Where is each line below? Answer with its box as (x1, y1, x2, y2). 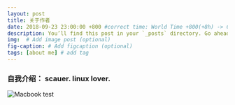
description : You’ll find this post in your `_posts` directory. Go (7, 29, 211, 37)
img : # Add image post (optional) (7, 36, 111, 43)
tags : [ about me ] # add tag (7, 50, 90, 57)
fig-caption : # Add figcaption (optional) (7, 43, 133, 50)
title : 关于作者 (7, 17, 50, 24)
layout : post (7, 10, 45, 17)
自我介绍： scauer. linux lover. (7, 73, 111, 83)
